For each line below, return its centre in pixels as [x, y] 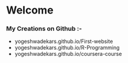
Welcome [30, 10]
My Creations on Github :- [44, 29]
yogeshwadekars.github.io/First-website [64, 41]
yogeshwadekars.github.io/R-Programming [67, 48]
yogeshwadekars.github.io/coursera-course [68, 54]
